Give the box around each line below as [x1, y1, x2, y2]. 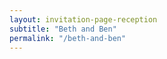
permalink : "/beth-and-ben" [9, 33, 127, 43]
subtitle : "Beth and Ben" [9, 24, 117, 34]
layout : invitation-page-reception [9, 14, 158, 25]
